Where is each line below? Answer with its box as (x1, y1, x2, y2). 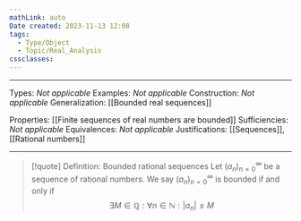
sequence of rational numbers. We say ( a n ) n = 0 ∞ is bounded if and (30, 172, 280, 186)
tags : (9, 30, 30, 38)
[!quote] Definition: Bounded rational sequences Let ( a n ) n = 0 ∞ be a (30, 159, 280, 174)
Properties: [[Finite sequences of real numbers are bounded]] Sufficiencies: (9, 115, 288, 125)
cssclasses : (9, 55, 54, 64)
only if (30, 185, 56, 196)
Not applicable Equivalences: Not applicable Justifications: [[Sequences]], (9, 124, 285, 134)
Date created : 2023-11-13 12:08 (9, 21, 130, 30)
